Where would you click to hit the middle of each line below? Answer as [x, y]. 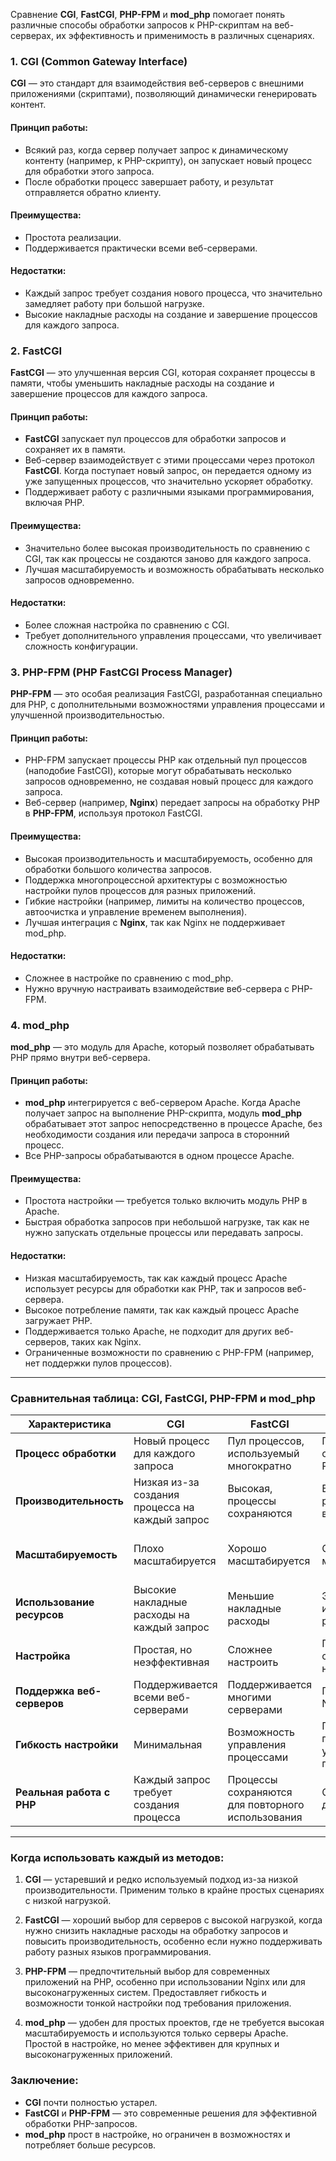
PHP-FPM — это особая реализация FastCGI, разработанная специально [166, 694]
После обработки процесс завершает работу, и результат [149, 181]
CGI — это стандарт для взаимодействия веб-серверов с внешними [157, 83]
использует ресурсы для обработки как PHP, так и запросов [154, 1288]
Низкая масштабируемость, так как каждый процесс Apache [156, 1278]
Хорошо [247, 1548]
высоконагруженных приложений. [98, 2055]
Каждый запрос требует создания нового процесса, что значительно [173, 293]
